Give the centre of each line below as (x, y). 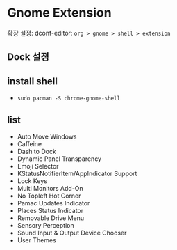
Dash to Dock (37, 151)
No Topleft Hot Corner (49, 196)
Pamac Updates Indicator (53, 203)
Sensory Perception (45, 225)
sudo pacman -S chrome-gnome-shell (69, 99)
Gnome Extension (60, 13)
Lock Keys (32, 181)
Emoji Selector (38, 166)
